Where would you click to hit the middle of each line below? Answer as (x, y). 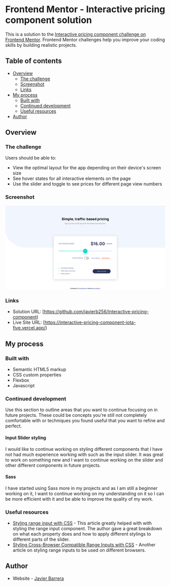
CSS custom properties (37, 375)
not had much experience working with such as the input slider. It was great (84, 454)
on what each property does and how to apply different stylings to (82, 534)
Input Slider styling (26, 438)
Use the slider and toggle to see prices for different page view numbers (87, 184)
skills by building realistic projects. (41, 45)
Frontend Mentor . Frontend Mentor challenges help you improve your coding (85, 40)
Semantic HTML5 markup (39, 369)
